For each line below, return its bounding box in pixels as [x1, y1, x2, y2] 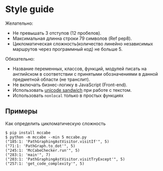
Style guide [5, 4, 55, 15]
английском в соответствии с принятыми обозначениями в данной [12, 71, 158, 77]
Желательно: [5, 20, 34, 26]
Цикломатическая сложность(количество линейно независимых [12, 40, 153, 46]
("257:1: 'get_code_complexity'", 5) [5, 161, 85, 166]
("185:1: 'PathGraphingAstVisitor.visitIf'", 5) [5, 139, 110, 144]
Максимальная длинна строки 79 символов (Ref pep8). [12, 35, 132, 41]
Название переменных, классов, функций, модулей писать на [12, 66, 147, 72]
